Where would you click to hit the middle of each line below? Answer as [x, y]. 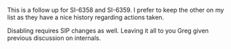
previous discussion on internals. [54, 38]
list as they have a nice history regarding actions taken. [86, 17]
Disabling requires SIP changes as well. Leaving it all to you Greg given [108, 31]
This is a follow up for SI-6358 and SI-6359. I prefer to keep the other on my [116, 10]
